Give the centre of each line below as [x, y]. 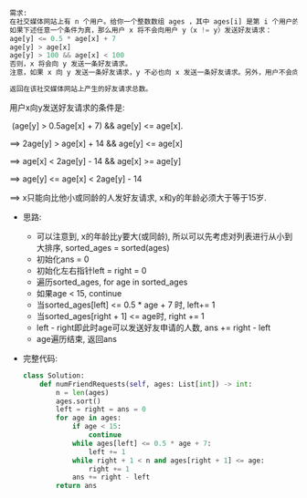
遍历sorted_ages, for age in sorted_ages [112, 282]
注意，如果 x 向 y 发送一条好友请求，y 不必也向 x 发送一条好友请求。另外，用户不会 [151, 73]
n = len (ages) [83, 392]
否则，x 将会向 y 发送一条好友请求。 [71, 64]
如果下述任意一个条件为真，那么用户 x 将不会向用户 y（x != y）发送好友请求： [141, 30]
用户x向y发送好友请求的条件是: [67, 107]
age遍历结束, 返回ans [76, 338]
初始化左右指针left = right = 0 [91, 270]
